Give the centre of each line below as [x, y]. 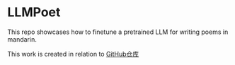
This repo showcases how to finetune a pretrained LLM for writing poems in [118, 32]
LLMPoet [34, 12]
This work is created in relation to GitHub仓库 [73, 54]
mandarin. [22, 39]
